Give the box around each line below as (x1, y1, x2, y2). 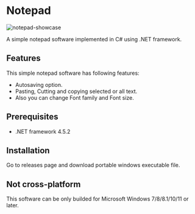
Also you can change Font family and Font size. (15, 94, 134, 101)
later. (6, 202, 19, 209)
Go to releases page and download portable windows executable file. (6, 162, 180, 169)
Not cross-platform (6, 179, 81, 189)
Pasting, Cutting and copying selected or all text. (15, 88, 138, 95)
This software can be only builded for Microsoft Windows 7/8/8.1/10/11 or (6, 195, 189, 202)
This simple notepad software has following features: (6, 69, 140, 77)
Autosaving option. (15, 81, 63, 88)
